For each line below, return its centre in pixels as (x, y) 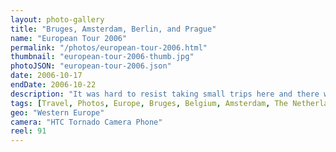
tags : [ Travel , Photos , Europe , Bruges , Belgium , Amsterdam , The (149, 103)
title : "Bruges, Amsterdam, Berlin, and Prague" (113, 29)
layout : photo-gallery (57, 19)
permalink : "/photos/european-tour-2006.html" (109, 47)
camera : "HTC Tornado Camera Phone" (86, 122)
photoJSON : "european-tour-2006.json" (91, 66)
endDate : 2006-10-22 (53, 85)
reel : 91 (28, 131)
